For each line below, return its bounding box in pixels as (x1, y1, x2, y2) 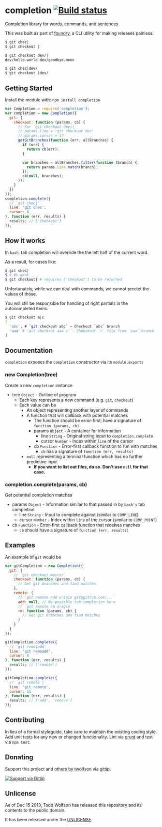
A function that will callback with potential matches (26, 412, 128, 418)
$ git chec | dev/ (5, 66, 38, 71)
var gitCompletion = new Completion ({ (5, 563, 83, 568)
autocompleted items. (5, 306, 48, 312)
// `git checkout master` (14, 572, 66, 577)
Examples (5, 541, 35, 549)
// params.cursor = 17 (17, 133, 64, 138)
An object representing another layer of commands (26, 407, 129, 413)
